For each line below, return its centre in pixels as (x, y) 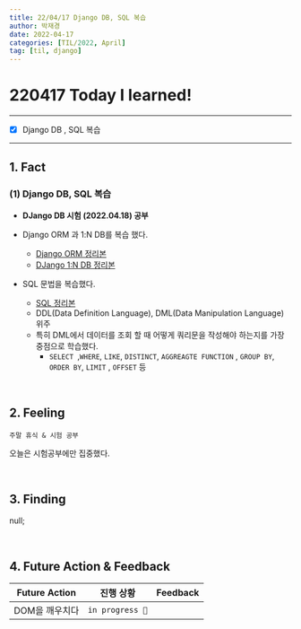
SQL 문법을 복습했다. (59, 284)
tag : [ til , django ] (46, 51)
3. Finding (38, 499)
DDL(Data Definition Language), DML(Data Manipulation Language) (160, 313)
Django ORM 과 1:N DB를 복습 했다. (85, 234)
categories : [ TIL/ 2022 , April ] (68, 43)
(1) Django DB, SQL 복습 (60, 194)
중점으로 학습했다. (67, 345)
